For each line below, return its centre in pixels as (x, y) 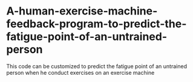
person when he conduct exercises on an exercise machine (80, 72)
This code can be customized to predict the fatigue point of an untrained (97, 66)
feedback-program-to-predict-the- (97, 24)
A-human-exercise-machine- (82, 11)
